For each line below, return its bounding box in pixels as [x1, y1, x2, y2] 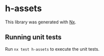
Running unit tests [5, 33, 62, 41]
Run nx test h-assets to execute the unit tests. [5, 46, 100, 52]
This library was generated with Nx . [5, 19, 76, 25]
